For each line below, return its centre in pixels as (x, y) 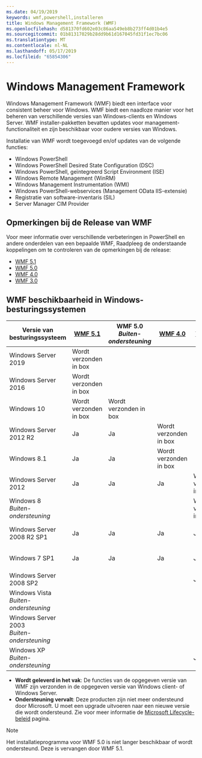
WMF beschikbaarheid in (54, 300)
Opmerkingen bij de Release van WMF (79, 222)
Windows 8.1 (28, 459)
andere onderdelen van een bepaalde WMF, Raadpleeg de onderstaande (96, 244)
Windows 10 (27, 409)
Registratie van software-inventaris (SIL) (65, 197)
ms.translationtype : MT (36, 40)
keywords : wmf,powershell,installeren (55, 18)
